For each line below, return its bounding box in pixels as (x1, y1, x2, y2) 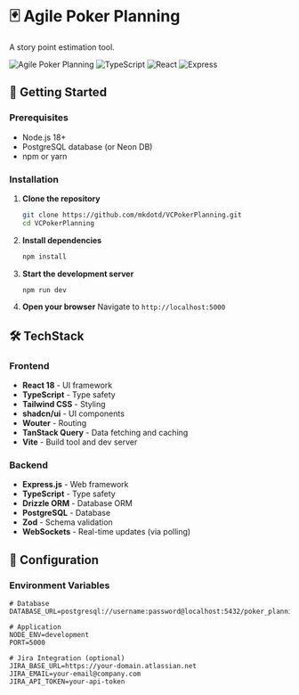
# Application (9, 623, 62, 632)
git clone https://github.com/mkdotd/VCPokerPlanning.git (21, 210, 242, 219)
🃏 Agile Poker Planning (9, 6, 181, 27)
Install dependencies (21, 234, 102, 245)
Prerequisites (9, 111, 69, 124)
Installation (9, 173, 60, 185)
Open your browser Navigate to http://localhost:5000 (21, 301, 226, 312)
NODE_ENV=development (9, 631, 90, 640)
